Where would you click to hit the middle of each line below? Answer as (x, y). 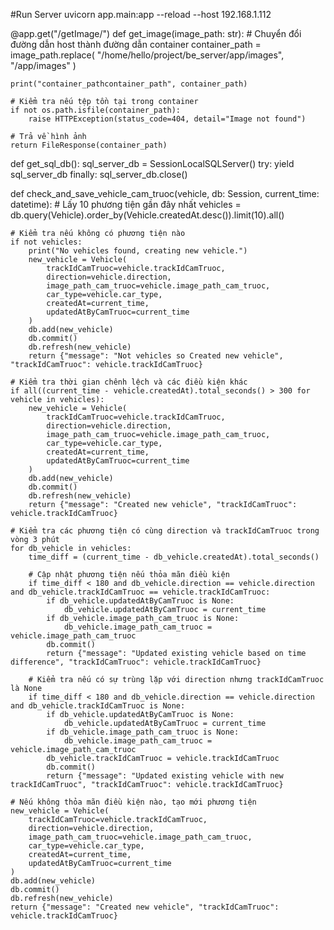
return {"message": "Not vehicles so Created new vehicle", (156, 356)
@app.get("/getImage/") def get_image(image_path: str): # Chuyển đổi (156, 33)
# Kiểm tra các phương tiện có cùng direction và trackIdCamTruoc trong (165, 531)
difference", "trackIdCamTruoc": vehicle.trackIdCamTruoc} (136, 662)
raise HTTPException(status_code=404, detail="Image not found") (167, 119)
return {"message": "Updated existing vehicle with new (165, 776)
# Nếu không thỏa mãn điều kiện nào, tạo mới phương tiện (133, 802)
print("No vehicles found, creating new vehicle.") (138, 251)
